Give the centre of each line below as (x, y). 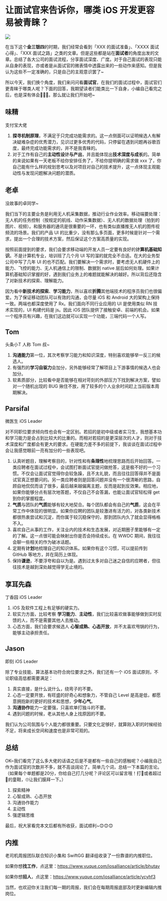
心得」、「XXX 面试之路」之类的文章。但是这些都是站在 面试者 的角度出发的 (80, 53)
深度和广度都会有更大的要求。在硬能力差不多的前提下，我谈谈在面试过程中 (85, 444)
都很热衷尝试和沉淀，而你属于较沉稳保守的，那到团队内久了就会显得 (82, 517)
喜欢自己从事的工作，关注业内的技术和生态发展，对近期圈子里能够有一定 (86, 530)
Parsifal (17, 409)
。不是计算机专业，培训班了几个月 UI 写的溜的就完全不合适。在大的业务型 (85, 255)
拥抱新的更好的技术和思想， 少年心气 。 (56, 701)
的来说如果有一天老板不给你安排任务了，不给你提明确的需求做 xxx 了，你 (87, 161)
